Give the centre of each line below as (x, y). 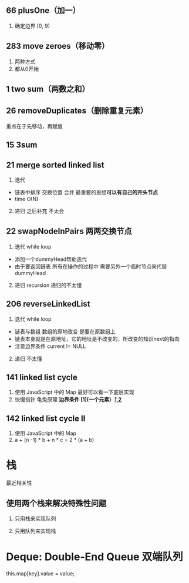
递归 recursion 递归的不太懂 (48, 285)
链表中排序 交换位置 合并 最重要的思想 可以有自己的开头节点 (86, 192)
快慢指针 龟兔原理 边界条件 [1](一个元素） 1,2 (68, 400)
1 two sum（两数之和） (48, 89)
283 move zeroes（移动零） (58, 46)
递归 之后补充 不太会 (39, 211)
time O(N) (26, 199)
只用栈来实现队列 (35, 518)
